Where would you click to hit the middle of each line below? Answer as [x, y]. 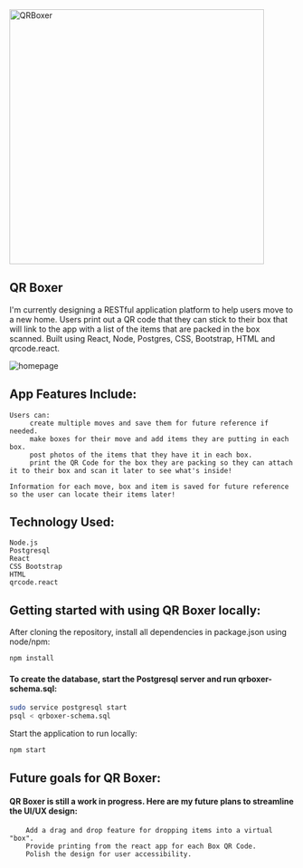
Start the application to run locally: [73, 734]
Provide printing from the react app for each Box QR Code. [141, 846]
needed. [24, 431]
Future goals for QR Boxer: [85, 778]
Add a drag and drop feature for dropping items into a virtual [149, 830]
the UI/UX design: [44, 811]
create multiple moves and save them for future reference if [149, 423]
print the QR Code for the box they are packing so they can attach [161, 463]
